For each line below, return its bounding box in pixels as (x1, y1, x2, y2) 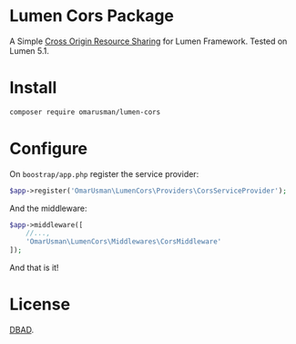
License (9, 294, 71, 315)
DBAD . (9, 325, 35, 335)
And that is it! (9, 262, 59, 274)
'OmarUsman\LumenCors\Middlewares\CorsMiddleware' (26, 237, 222, 246)
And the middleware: (9, 203, 88, 214)
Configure (9, 138, 88, 159)
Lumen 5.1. (9, 45, 50, 56)
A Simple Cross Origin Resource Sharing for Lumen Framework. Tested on (9, 36, 288, 47)
